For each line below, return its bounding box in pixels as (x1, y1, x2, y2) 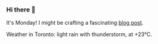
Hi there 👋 (6, 5, 36, 14)
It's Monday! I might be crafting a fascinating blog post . (6, 19, 144, 27)
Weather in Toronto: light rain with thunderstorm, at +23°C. (6, 31, 153, 38)
